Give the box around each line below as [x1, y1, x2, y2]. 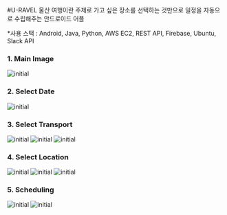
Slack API [7, 37, 34, 45]
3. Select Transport [7, 120, 73, 129]
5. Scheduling [7, 185, 54, 194]
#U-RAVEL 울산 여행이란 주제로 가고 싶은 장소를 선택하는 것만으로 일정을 [7, 6, 202, 14]
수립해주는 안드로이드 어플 [14, 14, 85, 23]
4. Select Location [7, 152, 69, 161]
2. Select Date [7, 87, 55, 96]
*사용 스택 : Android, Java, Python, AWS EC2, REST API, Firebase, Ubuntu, [7, 30, 217, 37]
